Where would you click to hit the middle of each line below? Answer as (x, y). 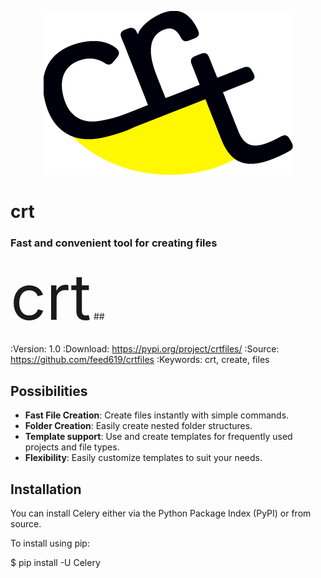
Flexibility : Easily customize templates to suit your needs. (143, 458)
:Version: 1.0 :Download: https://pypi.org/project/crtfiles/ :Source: (145, 349)
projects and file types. (72, 447)
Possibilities (49, 391)
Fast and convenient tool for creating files (114, 243)
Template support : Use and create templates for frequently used (158, 437)
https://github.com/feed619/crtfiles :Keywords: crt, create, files (140, 360)
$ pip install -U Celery (55, 563)
